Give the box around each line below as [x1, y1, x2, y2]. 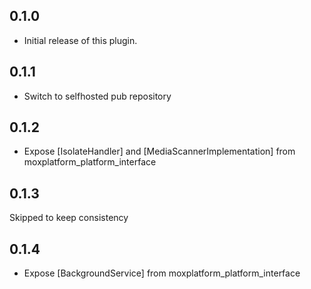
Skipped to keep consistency [9, 212, 129, 224]
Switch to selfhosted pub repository [23, 90, 172, 102]
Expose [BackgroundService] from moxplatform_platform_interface [23, 267, 301, 279]
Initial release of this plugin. [23, 34, 138, 46]
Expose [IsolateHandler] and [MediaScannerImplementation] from [23, 145, 296, 158]
